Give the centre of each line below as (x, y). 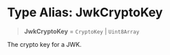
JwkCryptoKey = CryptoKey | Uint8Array (82, 31)
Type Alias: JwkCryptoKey (85, 13)
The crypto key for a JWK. (44, 44)
